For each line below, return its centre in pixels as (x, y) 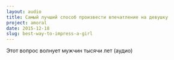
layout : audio (24, 12)
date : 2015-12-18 (28, 28)
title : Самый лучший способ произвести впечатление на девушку (87, 17)
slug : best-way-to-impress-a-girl (50, 34)
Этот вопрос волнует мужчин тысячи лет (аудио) (70, 50)
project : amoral (26, 23)
